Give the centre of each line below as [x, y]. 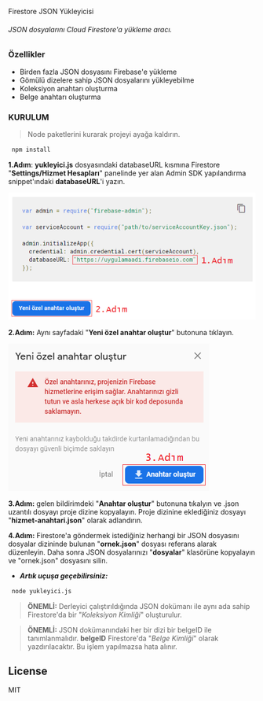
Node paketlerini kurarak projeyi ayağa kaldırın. [104, 134]
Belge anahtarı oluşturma [60, 97]
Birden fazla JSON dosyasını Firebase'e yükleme [98, 72]
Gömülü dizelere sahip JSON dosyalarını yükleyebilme [107, 80]
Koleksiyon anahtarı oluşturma [68, 88]
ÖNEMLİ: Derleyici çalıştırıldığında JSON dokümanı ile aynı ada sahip [139, 606]
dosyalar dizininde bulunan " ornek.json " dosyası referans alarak [113, 544]
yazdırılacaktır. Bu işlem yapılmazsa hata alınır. [102, 646]
